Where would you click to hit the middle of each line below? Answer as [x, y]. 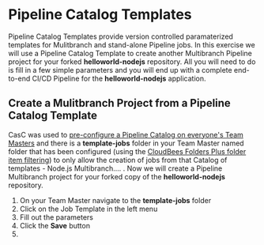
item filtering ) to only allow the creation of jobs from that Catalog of [118, 160]
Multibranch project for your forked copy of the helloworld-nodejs [117, 176]
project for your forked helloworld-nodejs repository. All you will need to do [132, 62]
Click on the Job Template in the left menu [89, 209]
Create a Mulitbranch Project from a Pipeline [119, 103]
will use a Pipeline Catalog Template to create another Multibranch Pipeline [130, 53]
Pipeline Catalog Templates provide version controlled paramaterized [121, 36]
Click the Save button [55, 225]
